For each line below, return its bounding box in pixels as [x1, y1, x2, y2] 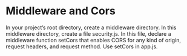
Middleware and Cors [5, 4, 116, 18]
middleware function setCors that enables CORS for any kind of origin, [5, 36, 182, 43]
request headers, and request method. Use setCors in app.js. [5, 43, 158, 50]
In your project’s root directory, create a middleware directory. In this [5, 24, 177, 31]
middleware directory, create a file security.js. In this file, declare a [5, 30, 172, 37]
